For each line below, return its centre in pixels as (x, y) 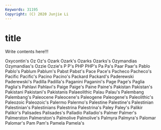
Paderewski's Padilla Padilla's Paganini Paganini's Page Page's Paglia (75, 82)
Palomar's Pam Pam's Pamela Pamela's (45, 123)
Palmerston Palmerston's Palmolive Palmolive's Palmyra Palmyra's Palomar (80, 118)
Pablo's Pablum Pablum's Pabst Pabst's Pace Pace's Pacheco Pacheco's (79, 72)
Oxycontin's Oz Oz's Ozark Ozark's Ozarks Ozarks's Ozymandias (71, 61)
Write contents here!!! (27, 52)
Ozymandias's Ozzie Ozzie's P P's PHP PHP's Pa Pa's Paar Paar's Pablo (78, 66)
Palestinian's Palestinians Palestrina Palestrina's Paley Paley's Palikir (74, 108)
